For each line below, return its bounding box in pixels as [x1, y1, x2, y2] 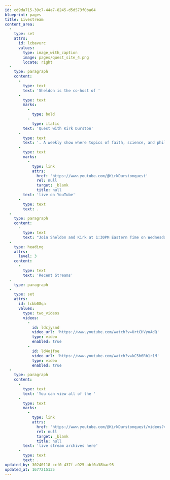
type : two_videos [23, 310, 59, 316]
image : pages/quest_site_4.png [23, 55, 89, 60]
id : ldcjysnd [31, 325, 59, 330]
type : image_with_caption [23, 50, 78, 55]
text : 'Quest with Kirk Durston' [23, 126, 94, 131]
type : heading [14, 244, 44, 250]
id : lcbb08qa [18, 301, 46, 306]
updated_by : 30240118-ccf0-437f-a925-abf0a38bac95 [5, 462, 114, 467]
